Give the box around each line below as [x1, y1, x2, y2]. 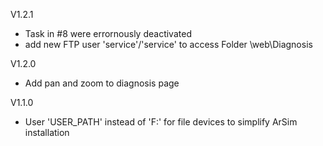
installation [24, 127, 70, 138]
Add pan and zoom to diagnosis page [24, 77, 180, 89]
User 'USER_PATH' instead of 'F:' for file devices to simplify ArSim [24, 116, 298, 128]
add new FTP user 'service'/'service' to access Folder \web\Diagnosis [24, 39, 313, 50]
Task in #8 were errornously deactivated [24, 28, 192, 39]
